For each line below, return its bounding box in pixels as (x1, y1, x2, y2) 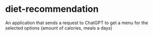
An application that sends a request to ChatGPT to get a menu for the (5, 20, 148, 26)
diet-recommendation (5, 3, 99, 15)
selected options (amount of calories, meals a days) (5, 25, 112, 31)
